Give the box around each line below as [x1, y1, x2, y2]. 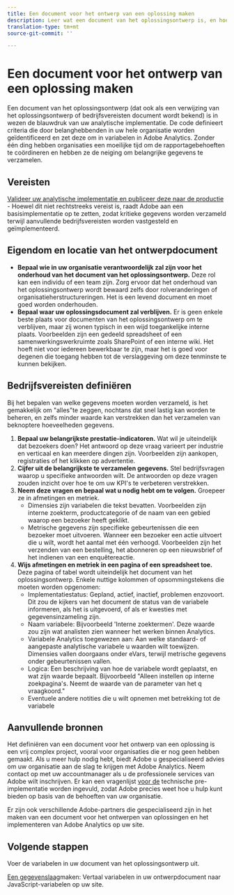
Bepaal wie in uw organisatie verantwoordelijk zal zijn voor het [17, 263, 202, 271]
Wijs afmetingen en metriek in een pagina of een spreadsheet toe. [17, 560, 213, 569]
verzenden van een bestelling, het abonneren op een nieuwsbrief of [27, 546, 223, 554]
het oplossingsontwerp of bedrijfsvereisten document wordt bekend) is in [7, 111, 218, 119]
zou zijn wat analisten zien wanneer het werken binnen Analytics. [27, 627, 216, 636]
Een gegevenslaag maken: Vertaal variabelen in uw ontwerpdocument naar [7, 873, 221, 881]
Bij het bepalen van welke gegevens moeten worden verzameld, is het [7, 398, 208, 407]
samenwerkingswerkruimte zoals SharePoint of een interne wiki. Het [17, 337, 214, 346]
